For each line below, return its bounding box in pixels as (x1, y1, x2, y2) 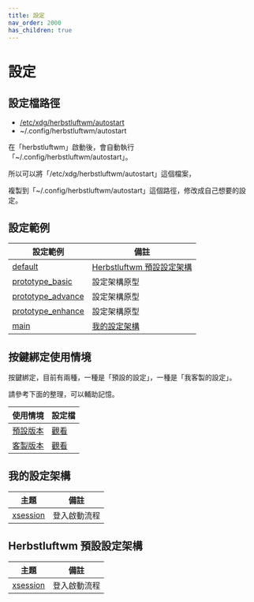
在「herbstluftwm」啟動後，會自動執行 (8, 143, 135, 152)
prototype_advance (12, 291, 84, 302)
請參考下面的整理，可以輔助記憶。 (8, 390, 119, 398)
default (12, 261, 39, 272)
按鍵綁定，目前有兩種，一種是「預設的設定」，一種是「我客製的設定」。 (8, 372, 237, 382)
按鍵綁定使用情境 (8, 350, 92, 364)
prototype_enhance (12, 305, 84, 316)
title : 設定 (8, 11, 45, 20)
